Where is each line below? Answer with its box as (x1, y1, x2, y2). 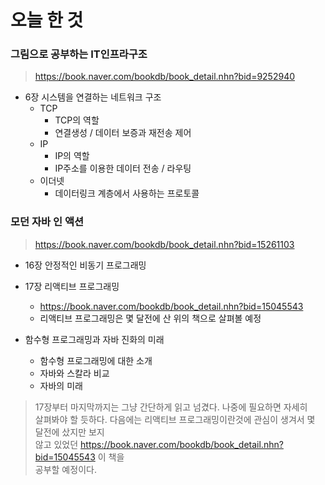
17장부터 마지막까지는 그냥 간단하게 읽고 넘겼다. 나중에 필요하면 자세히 (34, 401, 308, 413)
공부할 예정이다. (34, 463, 97, 475)
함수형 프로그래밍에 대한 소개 (39, 354, 153, 366)
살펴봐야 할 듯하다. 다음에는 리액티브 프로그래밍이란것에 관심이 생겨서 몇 (34, 413, 316, 425)
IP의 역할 (54, 150, 90, 162)
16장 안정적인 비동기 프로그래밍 (24, 259, 147, 271)
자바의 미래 (39, 379, 83, 391)
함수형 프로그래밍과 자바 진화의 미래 (24, 333, 165, 345)
